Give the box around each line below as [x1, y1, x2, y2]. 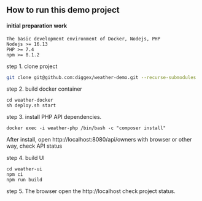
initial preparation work [6, 21, 68, 29]
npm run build [6, 177, 43, 183]
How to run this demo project [6, 5, 120, 15]
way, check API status [6, 142, 63, 150]
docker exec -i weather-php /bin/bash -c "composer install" [6, 125, 166, 131]
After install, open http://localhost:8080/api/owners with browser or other [6, 136, 192, 143]
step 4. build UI [6, 154, 45, 162]
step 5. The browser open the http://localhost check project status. [6, 188, 176, 195]
